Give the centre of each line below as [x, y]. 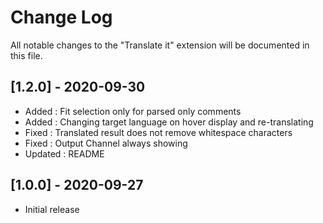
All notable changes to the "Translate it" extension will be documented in [160, 45]
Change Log [61, 17]
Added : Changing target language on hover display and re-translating [169, 122]
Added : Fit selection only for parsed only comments [133, 111]
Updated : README [64, 153]
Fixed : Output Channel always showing [106, 143]
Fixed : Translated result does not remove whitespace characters [158, 132]
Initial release [52, 209]
